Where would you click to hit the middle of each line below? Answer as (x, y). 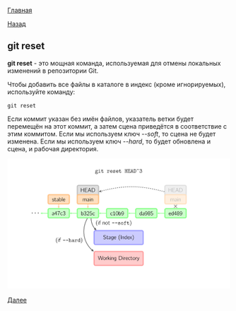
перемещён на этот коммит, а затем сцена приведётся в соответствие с (117, 126)
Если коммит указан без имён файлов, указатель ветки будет (101, 119)
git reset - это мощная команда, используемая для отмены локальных (114, 63)
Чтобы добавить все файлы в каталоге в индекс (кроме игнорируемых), (117, 84)
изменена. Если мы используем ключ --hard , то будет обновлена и (109, 141)
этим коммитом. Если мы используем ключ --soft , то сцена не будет (112, 134)
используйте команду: (41, 92)
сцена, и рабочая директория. (53, 148)
